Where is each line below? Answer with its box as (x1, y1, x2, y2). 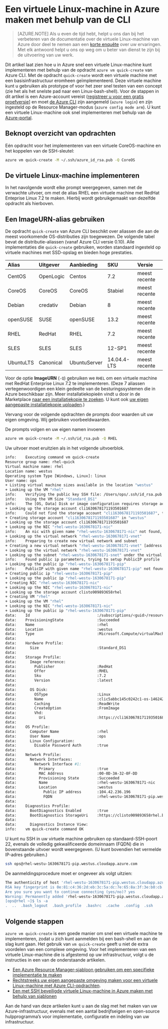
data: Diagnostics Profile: (5, 803, 70, 808)
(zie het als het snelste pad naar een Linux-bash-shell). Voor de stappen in (5, 88, 159, 94)
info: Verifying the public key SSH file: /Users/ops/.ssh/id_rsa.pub (5, 492, 162, 497)
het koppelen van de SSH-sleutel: (5, 147, 74, 153)
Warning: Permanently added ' (5, 894, 68, 899)
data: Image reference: (5, 659, 66, 664)
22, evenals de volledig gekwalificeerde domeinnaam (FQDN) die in (5, 841, 144, 847)
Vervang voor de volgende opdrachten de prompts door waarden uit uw (5, 411, 153, 417)
